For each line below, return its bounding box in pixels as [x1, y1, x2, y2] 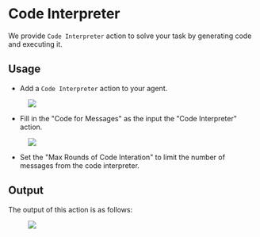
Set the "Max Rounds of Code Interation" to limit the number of [19, 152, 226, 162]
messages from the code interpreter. [19, 160, 140, 170]
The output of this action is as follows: [8, 205, 133, 214]
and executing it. [8, 39, 63, 48]
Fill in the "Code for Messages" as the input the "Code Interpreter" [19, 113, 238, 123]
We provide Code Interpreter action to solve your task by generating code [8, 31, 252, 40]
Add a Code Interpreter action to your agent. [19, 83, 168, 93]
